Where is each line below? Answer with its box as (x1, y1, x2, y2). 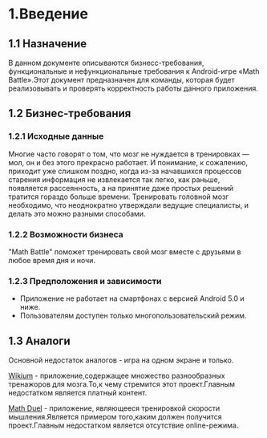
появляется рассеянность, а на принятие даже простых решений (8, 183, 234, 193)
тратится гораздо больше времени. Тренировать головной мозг (8, 192, 229, 201)
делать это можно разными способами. (8, 209, 146, 218)
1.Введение (8, 5, 88, 23)
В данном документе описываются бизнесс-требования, (8, 58, 204, 67)
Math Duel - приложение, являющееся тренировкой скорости (8, 404, 220, 413)
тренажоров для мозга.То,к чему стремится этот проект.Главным (8, 379, 235, 389)
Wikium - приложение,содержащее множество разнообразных (8, 371, 226, 381)
